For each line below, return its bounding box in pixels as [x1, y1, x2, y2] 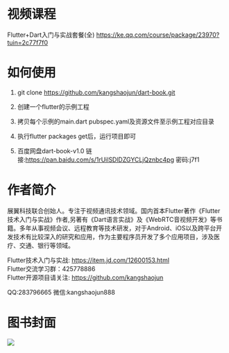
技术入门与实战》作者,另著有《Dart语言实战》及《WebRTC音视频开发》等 [7, 215, 217, 223]
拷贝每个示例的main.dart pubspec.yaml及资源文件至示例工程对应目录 [17, 117, 214, 126]
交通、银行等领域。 [19, 241, 74, 250]
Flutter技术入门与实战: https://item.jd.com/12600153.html [7, 256, 170, 264]
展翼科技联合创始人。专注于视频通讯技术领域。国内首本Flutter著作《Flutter [7, 206, 221, 215]
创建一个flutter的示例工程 [17, 102, 90, 111]
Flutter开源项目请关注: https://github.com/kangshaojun [7, 273, 164, 282]
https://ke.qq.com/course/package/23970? [96, 31, 220, 39]
